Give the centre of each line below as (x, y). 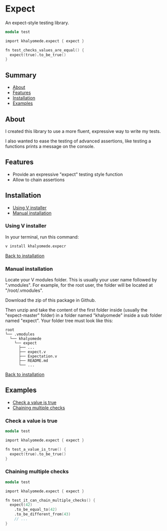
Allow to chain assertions (38, 180)
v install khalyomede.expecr (36, 246)
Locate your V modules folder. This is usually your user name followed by (81, 280)
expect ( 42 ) (21, 505)
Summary (21, 75)
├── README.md (33, 361)
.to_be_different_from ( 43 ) (43, 514)
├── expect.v (32, 352)
